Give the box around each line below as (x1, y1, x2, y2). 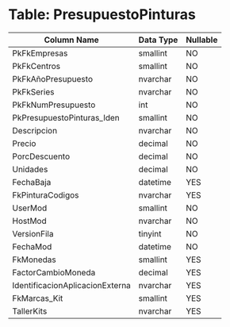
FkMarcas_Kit (12, 292, 63, 303)
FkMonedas (12, 254, 57, 265)
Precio (12, 137, 36, 148)
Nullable (186, 34, 218, 45)
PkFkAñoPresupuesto (12, 73, 94, 84)
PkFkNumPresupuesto (12, 99, 96, 110)
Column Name (44, 34, 99, 45)
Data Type (138, 34, 178, 45)
